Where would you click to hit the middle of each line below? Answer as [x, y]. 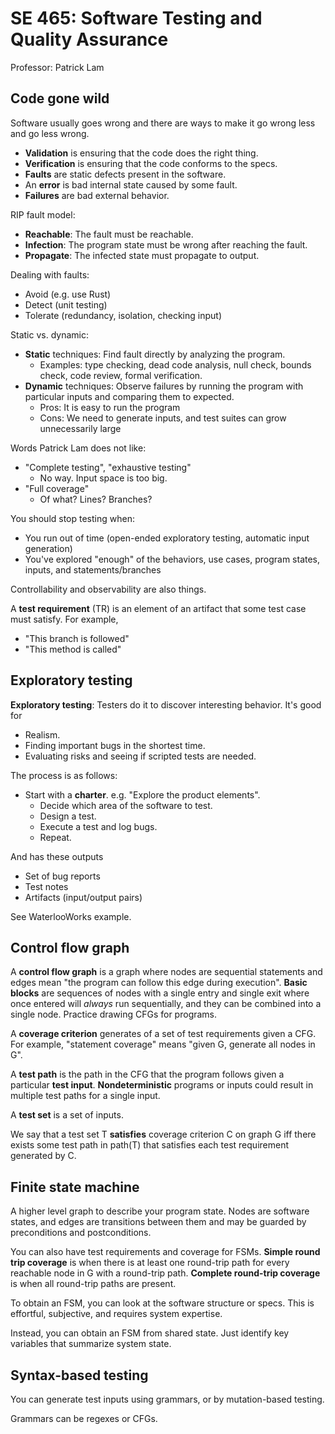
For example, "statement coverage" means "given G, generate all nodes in [163, 1044]
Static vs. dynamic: [49, 334]
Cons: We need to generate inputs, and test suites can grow [163, 418]
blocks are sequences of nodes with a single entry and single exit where [160, 993]
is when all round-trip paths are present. [93, 1284]
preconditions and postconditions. [81, 1233]
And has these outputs [57, 856]
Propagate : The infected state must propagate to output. [142, 255]
